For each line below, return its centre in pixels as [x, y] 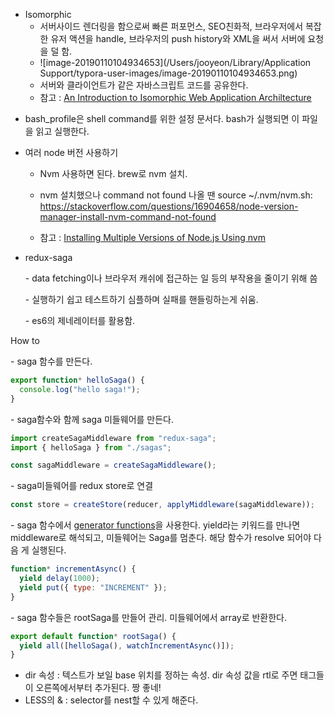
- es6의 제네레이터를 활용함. [80, 320]
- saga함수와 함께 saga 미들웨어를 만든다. [92, 419]
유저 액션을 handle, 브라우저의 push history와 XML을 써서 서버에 [178, 38]
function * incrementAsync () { [73, 569]
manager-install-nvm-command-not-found [128, 217]
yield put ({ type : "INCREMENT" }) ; [93, 587]
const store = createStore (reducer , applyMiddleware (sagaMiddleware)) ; [162, 505]
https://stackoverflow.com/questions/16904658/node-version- [169, 206]
